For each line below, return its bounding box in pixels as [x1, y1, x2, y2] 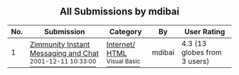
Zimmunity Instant [29, 39, 90, 49]
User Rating [184, 26, 225, 36]
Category [109, 26, 142, 36]
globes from [181, 47, 222, 57]
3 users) [181, 56, 210, 66]
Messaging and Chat [29, 48, 100, 58]
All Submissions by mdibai [59, 6, 180, 18]
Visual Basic [106, 57, 141, 65]
